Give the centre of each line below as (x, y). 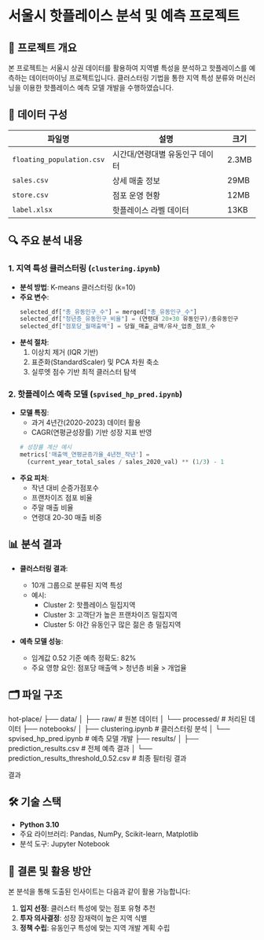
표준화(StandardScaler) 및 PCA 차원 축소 (95, 362)
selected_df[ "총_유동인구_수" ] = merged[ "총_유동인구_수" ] (108, 311)
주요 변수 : (34, 297)
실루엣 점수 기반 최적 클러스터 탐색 (84, 372)
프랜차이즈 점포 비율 (62, 498)
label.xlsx (32, 210)
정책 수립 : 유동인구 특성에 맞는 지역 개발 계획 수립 (95, 928)
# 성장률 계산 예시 (46, 448)
